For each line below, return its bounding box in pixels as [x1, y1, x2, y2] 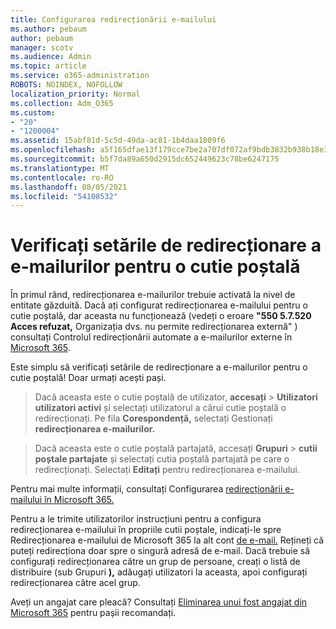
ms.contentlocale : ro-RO [10, 172, 114, 183]
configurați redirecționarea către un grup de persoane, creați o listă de [10, 556, 301, 568]
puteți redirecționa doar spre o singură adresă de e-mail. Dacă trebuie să [10, 545, 310, 557]
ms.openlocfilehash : [10, 145, 97, 155]
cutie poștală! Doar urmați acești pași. [10, 372, 167, 384]
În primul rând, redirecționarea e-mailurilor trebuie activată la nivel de [10, 289, 296, 301]
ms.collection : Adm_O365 [10, 98, 114, 108]
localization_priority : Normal [10, 89, 141, 99]
